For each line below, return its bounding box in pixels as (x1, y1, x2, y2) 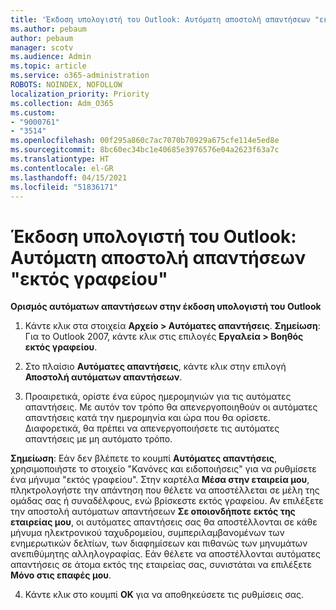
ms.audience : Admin (10, 52, 92, 62)
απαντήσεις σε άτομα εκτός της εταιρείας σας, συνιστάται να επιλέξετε (10, 559, 312, 571)
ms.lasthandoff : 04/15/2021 (10, 172, 128, 183)
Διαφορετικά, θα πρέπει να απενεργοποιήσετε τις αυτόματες (24, 422, 280, 435)
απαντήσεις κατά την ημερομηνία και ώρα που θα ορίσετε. (24, 412, 271, 424)
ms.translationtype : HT (10, 154, 110, 164)
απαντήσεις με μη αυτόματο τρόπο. (24, 433, 173, 445)
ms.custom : (10, 107, 56, 118)
